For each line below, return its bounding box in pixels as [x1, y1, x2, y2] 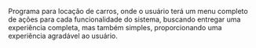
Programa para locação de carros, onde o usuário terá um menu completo [8, 7, 249, 15]
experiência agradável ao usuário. [8, 31, 118, 40]
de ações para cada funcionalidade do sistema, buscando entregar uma [8, 15, 241, 24]
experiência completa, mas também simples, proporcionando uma [8, 23, 222, 32]
